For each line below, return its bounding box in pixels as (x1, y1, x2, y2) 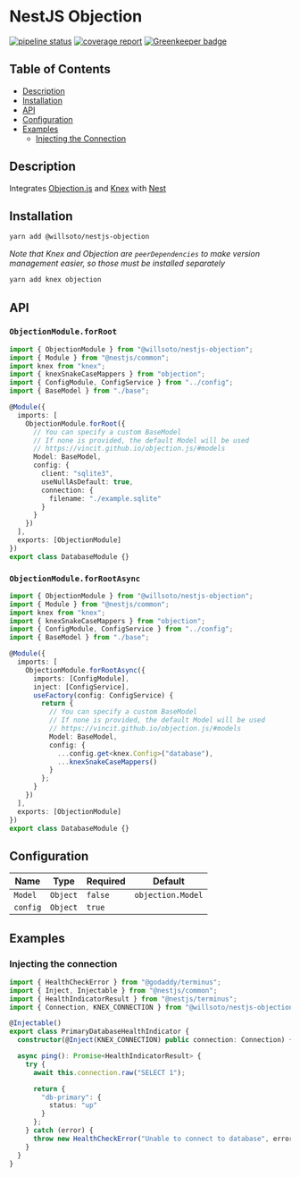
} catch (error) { (25, 1126, 94, 1135)
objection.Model (134, 890, 204, 901)
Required (86, 875, 127, 887)
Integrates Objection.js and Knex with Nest (9, 182, 167, 193)
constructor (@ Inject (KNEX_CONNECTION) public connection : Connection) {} (17, 1036, 297, 1045)
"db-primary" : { (41, 1093, 102, 1102)
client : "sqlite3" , (41, 470, 114, 478)
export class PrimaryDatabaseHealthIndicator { (9, 1027, 190, 1037)
